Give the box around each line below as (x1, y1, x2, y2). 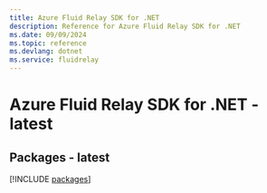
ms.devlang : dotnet (9, 47, 83, 56)
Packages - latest (9, 150, 110, 165)
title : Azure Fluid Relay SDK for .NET (9, 13, 160, 23)
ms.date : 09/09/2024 (9, 30, 88, 39)
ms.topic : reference (9, 38, 88, 48)
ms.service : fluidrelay (9, 55, 100, 64)
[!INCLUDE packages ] (9, 174, 91, 184)
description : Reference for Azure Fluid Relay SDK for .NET (9, 22, 242, 31)
